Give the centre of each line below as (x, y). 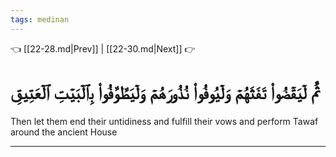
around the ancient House (64, 132)
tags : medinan (40, 19)
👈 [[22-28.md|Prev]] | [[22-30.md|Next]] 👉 (103, 48)
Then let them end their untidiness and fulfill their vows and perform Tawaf (164, 121)
